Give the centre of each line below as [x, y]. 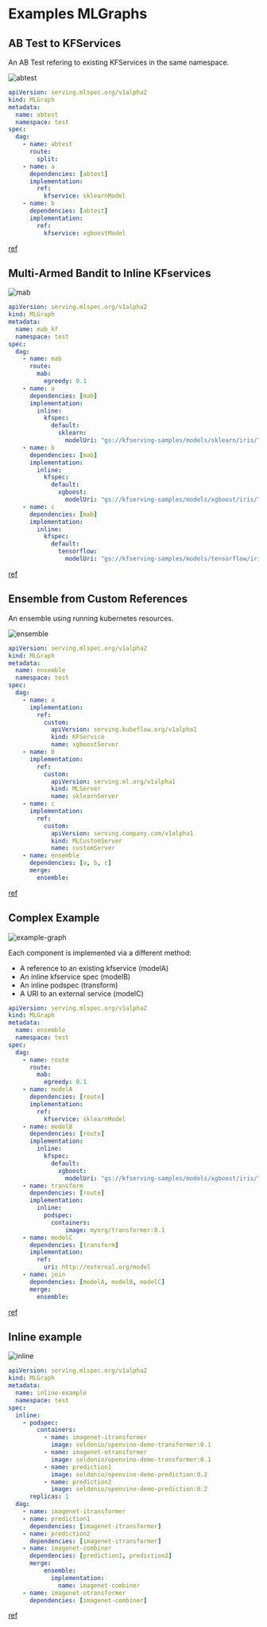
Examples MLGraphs [78, 14]
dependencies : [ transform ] [74, 1245]
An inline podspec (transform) [69, 985]
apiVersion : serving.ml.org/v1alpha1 [113, 781]
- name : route [46, 1060]
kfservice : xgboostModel [85, 233]
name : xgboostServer [85, 745]
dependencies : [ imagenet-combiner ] [88, 1600]
